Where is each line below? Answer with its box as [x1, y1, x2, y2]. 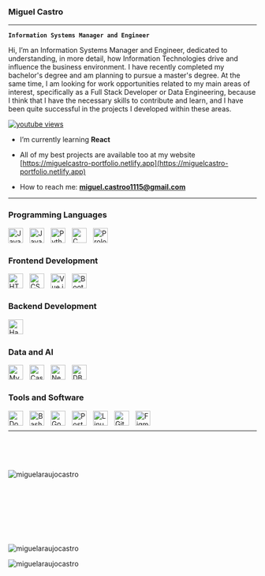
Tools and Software [8, 392, 84, 403]
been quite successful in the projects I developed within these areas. [8, 104, 232, 114]
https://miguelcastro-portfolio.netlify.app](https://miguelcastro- [22, 159, 229, 168]
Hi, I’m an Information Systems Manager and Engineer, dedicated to [8, 46, 228, 55]
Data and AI [8, 346, 54, 357]
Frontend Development [8, 255, 99, 266]
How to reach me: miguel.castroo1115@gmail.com [19, 183, 186, 192]
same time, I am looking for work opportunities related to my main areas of [8, 79, 251, 88]
